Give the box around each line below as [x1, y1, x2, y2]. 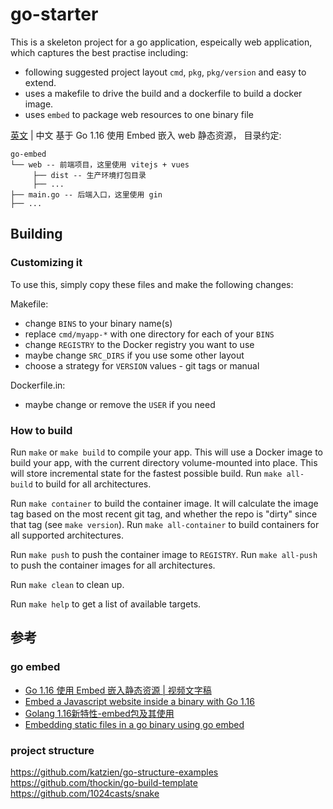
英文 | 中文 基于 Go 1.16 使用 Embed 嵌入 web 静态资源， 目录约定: [10, 129, 282, 141]
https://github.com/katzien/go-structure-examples [10, 766, 219, 778]
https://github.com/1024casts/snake [10, 787, 160, 799]
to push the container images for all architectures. [10, 559, 216, 571]
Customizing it [10, 256, 83, 270]
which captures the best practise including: [10, 46, 189, 58]
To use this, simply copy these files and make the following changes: [10, 278, 294, 290]
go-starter [10, 3, 99, 26]
